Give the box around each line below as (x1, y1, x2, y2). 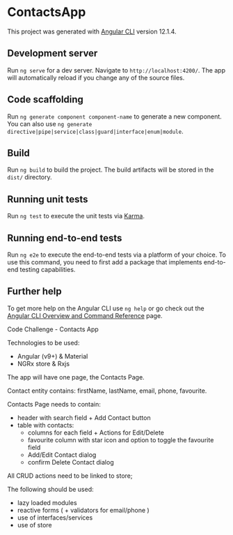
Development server (7, 47, 98, 59)
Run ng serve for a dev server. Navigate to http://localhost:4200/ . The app (7, 66, 226, 74)
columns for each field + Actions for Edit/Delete (27, 428, 165, 437)
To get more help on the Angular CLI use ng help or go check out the (7, 304, 204, 312)
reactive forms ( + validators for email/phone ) (17, 506, 150, 514)
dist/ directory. (7, 173, 52, 181)
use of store (17, 520, 52, 529)
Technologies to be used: (7, 338, 80, 347)
